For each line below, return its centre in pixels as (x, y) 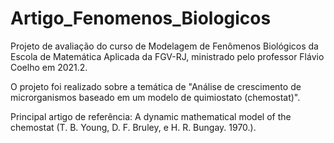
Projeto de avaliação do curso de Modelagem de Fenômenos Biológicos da (164, 46)
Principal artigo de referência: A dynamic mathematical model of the (151, 116)
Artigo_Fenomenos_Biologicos (141, 18)
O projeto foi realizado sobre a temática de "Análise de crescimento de (156, 86)
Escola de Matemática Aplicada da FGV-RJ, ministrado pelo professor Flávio (167, 56)
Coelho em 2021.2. (49, 67)
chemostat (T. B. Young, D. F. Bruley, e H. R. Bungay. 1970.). (133, 127)
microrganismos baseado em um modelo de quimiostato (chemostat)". (155, 97)
